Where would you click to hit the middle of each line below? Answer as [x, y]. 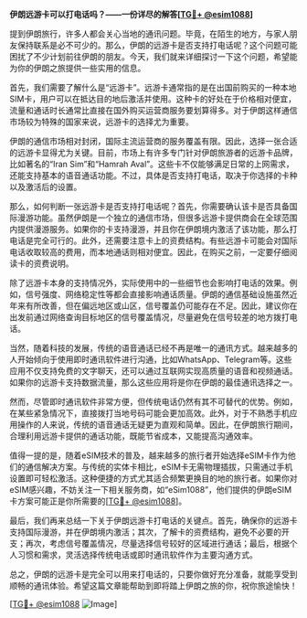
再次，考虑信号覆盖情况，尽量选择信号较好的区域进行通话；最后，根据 [157, 543]
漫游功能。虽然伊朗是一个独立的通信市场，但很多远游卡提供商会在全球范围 [157, 218]
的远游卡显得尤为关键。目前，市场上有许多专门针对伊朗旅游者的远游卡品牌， [153, 153]
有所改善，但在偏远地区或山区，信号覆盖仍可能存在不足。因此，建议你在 [161, 306]
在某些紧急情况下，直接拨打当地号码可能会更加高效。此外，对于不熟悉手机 [149, 413]
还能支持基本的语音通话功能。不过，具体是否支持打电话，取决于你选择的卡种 [153, 176]
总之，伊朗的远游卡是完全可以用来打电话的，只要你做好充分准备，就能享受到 [153, 574]
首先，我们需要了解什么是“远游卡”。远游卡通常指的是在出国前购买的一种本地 [153, 87]
